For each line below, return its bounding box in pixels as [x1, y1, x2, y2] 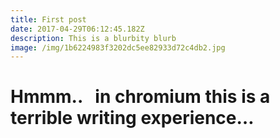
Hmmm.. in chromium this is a [10, 86, 271, 108]
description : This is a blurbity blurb [10, 33, 177, 43]
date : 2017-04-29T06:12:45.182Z [10, 24, 145, 34]
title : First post [10, 14, 87, 25]
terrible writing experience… [10, 107, 255, 130]
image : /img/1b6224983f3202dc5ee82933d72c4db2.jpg [10, 42, 226, 53]
